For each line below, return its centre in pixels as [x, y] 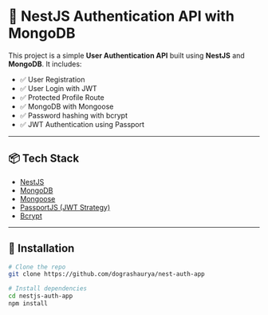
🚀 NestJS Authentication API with [122, 16]
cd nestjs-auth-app [41, 296]
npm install [28, 304]
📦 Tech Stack [44, 159]
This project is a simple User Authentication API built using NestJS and [126, 55]
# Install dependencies [48, 289]
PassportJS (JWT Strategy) [65, 207]
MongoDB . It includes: [45, 64]
